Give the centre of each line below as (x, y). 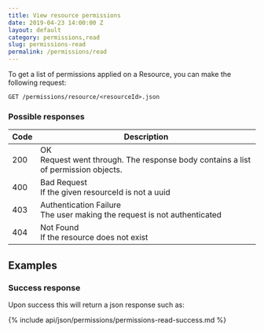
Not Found (60, 228)
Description (146, 137)
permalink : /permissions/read (58, 52)
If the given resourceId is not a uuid (105, 192)
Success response (44, 287)
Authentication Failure (81, 205)
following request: (37, 82)
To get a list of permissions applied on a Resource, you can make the (120, 74)
